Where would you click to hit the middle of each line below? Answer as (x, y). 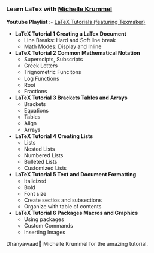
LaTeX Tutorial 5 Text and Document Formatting (76, 175)
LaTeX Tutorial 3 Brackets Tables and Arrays (71, 98)
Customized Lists (45, 168)
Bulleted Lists (40, 162)
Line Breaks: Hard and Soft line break (70, 40)
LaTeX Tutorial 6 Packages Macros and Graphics (76, 213)
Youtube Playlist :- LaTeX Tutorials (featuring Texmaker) (76, 22)
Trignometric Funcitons (52, 72)
